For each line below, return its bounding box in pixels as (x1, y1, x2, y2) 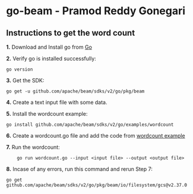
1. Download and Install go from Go (6, 43, 92, 50)
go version (6, 66, 33, 72)
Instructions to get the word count (6, 28, 135, 38)
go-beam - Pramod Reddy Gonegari (6, 4, 186, 18)
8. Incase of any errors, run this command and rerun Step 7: (6, 166, 153, 173)
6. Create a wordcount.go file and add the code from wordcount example (6, 132, 185, 139)
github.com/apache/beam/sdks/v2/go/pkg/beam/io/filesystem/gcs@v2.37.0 (6, 182, 187, 188)
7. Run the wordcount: (6, 144, 61, 151)
